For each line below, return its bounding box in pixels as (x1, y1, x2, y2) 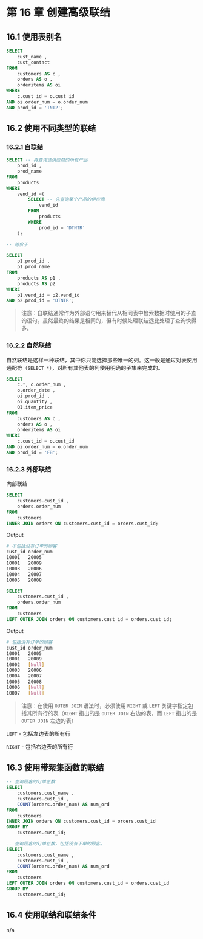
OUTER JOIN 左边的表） (21, 717, 77, 724)
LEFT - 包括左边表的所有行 (6, 730, 71, 737)
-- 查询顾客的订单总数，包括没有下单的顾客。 (6, 840, 105, 847)
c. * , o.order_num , (17, 381, 67, 388)
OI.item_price (17, 404, 53, 411)
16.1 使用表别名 (6, 32, 62, 42)
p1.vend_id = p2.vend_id (17, 292, 80, 298)
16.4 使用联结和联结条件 (6, 910, 97, 920)
